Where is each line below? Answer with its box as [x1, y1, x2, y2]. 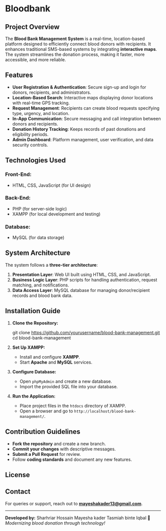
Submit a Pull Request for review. [12, 451, 81, 457]
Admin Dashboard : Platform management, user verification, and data [12, 136, 154, 142]
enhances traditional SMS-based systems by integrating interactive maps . [5, 46, 157, 52]
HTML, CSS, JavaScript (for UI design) [12, 182, 91, 188]
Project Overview [5, 23, 60, 31]
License [5, 470, 30, 479]
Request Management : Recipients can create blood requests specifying [12, 105, 160, 111]
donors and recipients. [12, 121, 58, 126]
